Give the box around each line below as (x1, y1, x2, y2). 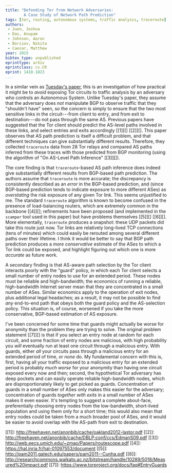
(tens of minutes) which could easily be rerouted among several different (5, 230, 160, 236)
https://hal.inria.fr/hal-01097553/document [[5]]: (5, 445, 108, 451)
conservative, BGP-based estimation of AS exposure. (5, 311, 118, 317)
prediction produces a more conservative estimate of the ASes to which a (5, 241, 161, 247)
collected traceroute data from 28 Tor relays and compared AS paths (5, 144, 152, 149)
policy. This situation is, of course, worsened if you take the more (5, 306, 144, 311)
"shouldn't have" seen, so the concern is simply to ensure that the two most (5, 106, 166, 111)
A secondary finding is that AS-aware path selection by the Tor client (5, 262, 151, 268)
